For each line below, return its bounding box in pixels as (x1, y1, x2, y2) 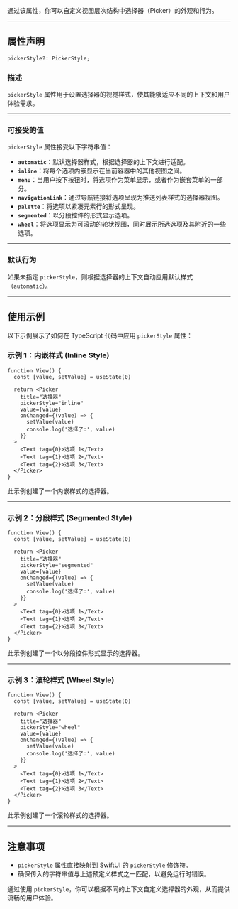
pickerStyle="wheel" (20, 724, 81, 731)
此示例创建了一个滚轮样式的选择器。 (7, 811, 113, 819)
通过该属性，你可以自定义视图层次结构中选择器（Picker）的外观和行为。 (7, 6, 218, 14)
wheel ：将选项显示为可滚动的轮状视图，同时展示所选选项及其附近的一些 (17, 220, 227, 229)
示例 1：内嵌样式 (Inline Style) (7, 350, 110, 360)
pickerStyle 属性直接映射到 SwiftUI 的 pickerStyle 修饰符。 (17, 861, 193, 869)
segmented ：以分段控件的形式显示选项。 (17, 211, 134, 220)
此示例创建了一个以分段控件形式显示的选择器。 (7, 649, 144, 657)
